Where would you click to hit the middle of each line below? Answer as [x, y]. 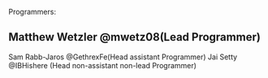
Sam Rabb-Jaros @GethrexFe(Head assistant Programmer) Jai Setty [123, 57]
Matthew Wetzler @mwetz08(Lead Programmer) [135, 37]
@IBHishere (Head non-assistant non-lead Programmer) [103, 65]
